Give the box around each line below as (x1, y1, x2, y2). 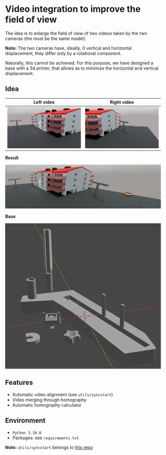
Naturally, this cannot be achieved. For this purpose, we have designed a (5, 60, 154, 66)
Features (5, 378, 33, 387)
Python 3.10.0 (12, 430, 41, 435)
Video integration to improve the (5, 3, 141, 15)
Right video (110, 99, 134, 105)
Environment (5, 416, 46, 425)
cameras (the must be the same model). (5, 36, 86, 41)
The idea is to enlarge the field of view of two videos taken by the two (5, 30, 147, 36)
